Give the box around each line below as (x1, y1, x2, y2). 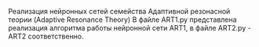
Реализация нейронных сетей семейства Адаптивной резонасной (8, 7, 231, 16)
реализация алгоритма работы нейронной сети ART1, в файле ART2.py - (8, 23, 251, 32)
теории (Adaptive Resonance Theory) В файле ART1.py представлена (8, 15, 237, 24)
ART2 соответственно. (8, 31, 84, 41)
